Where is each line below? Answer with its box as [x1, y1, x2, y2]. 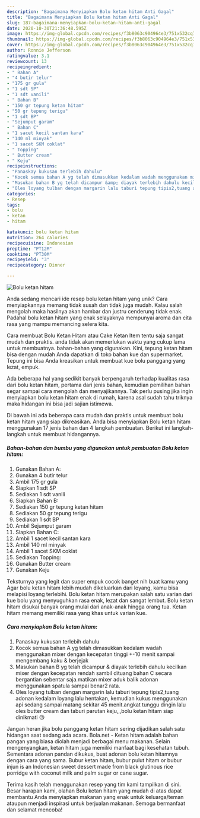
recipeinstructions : [7, 163, 58, 169]
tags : [7, 202, 20, 208]
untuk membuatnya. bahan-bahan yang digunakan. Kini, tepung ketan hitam [7, 345, 192, 351]
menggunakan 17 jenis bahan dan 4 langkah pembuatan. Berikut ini [7, 424, 171, 431]
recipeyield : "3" [7, 256, 50, 263]
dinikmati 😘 [15, 714, 45, 721]
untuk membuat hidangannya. [27, 431, 100, 437]
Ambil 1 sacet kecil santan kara [15, 535, 91, 542]
